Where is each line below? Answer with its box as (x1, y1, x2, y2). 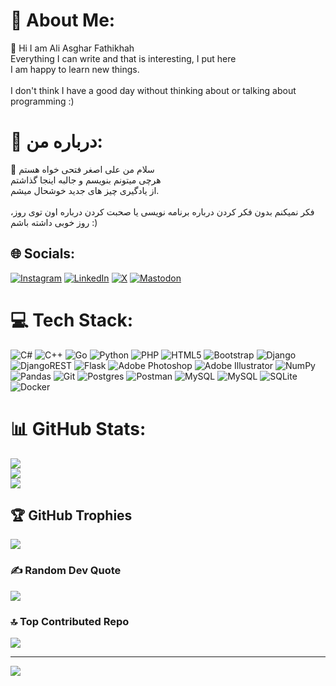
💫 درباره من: (10, 130, 103, 153)
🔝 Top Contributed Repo (10, 614, 130, 628)
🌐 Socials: (10, 245, 76, 263)
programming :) (10, 95, 75, 107)
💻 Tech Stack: (10, 309, 134, 331)
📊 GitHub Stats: (10, 417, 147, 440)
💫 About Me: (10, 9, 116, 32)
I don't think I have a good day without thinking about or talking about (10, 84, 297, 96)
